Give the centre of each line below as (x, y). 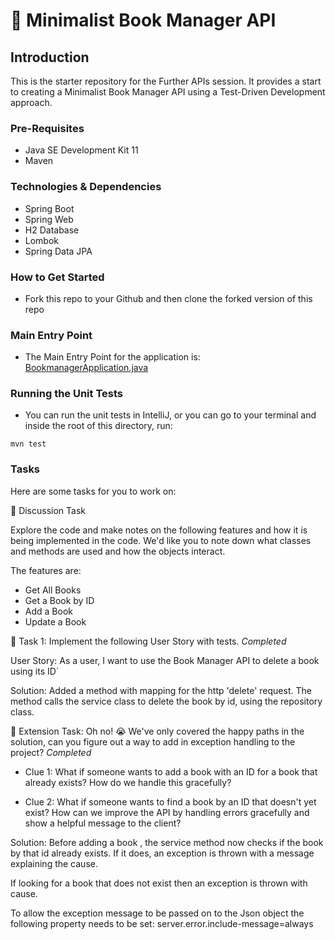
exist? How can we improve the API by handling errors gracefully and (167, 812)
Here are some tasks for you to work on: (93, 491)
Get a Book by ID (59, 600)
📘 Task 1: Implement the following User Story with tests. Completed (148, 641)
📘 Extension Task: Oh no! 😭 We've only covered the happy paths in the (157, 731)
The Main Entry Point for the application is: (112, 357)
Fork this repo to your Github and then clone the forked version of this (168, 298)
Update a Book (55, 621)
